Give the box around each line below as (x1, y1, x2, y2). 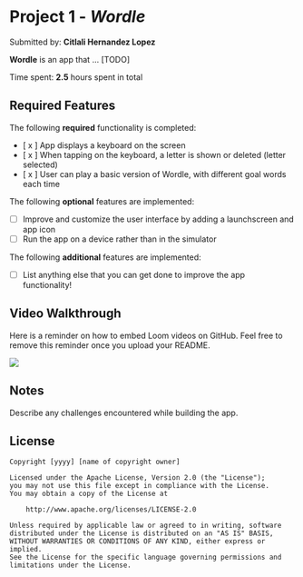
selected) (22, 159, 59, 170)
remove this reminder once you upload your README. (9, 339, 210, 351)
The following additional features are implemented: (9, 252, 201, 263)
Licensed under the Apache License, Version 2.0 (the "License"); (9, 473, 266, 482)
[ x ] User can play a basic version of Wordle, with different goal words (22, 168, 287, 179)
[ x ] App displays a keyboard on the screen (22, 139, 186, 151)
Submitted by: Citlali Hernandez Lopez (9, 36, 156, 47)
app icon (22, 224, 56, 234)
